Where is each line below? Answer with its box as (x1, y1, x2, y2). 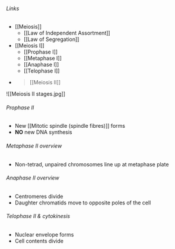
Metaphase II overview (6, 143, 62, 149)
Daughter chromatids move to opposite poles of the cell (14, 199, 151, 206)
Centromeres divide (14, 193, 63, 200)
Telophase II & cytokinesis (6, 213, 70, 220)
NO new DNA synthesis (14, 128, 72, 136)
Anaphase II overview (6, 174, 59, 181)
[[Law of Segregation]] (23, 36, 79, 43)
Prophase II (6, 104, 34, 111)
